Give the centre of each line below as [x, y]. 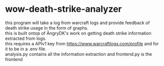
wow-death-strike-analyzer [63, 9]
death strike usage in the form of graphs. [47, 28]
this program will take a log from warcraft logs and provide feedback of [78, 23]
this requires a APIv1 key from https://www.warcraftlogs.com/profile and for [82, 43]
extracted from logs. [26, 38]
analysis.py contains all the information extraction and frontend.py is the [79, 54]
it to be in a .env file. [26, 49]
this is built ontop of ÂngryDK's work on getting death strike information [78, 33]
